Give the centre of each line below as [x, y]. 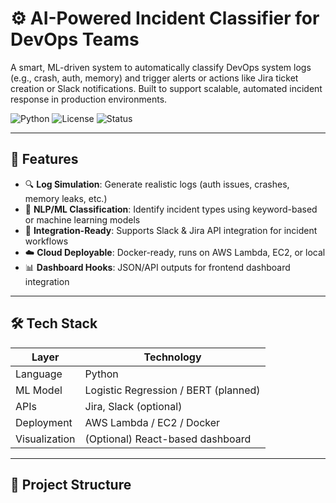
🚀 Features [44, 159]
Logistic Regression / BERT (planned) [172, 390]
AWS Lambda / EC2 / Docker [152, 422]
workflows [46, 241]
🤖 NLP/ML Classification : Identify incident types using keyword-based [171, 209]
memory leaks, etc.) [66, 198]
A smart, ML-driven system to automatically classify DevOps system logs [161, 67]
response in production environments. [89, 99]
